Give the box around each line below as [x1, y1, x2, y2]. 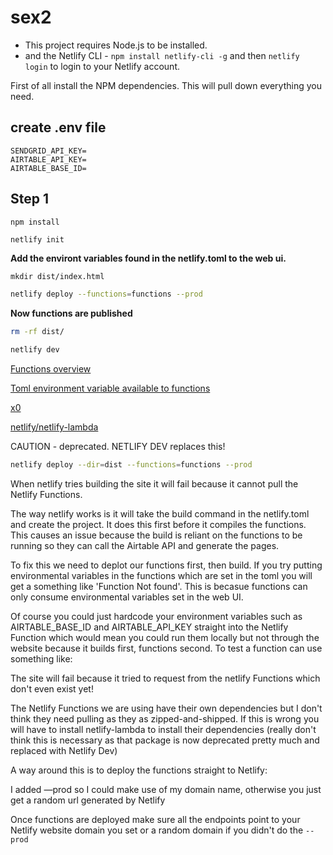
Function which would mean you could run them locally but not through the [10, 631, 320, 643]
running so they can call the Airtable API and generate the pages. [10, 539, 280, 551]
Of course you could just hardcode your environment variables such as [10, 610, 303, 622]
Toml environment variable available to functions [10, 382, 211, 395]
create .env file [10, 119, 107, 136]
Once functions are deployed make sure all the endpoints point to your [10, 813, 301, 825]
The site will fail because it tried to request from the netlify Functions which [10, 672, 321, 684]
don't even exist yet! [10, 682, 94, 695]
